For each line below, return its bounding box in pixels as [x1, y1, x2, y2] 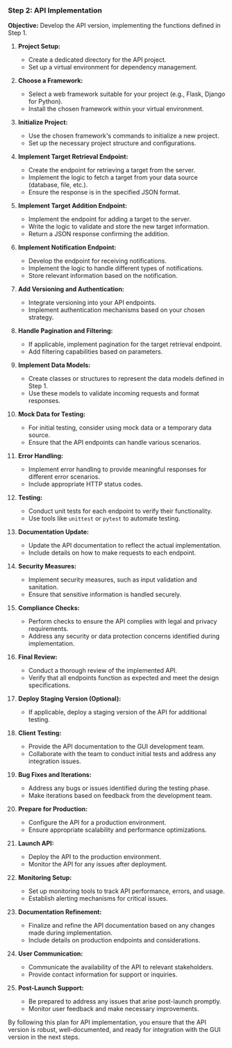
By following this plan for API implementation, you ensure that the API [8, 1018, 207, 1026]
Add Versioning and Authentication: [17, 285, 124, 293]
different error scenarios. [28, 473, 100, 481]
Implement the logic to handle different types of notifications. [28, 264, 204, 272]
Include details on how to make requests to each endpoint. [28, 548, 197, 557]
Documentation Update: [17, 527, 90, 537]
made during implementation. [28, 928, 113, 937]
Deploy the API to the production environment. [28, 853, 162, 861]
